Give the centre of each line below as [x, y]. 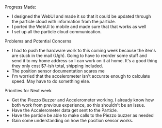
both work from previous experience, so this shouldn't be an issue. [78, 105]
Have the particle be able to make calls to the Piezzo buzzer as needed [82, 115]
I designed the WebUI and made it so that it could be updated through [81, 16]
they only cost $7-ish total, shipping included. [57, 66]
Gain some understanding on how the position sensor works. [73, 121]
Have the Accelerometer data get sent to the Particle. [65, 110]
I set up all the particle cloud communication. [57, 32]
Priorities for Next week [28, 91]
